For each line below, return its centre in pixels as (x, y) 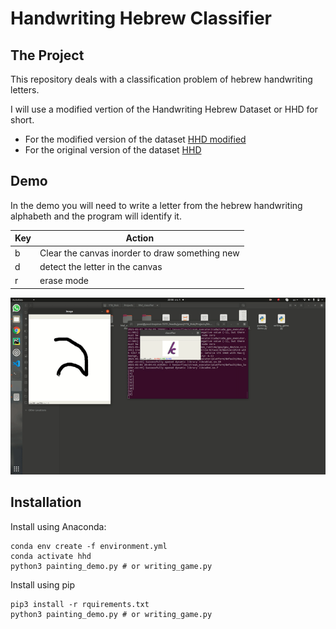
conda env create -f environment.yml (89, 546)
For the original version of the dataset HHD (113, 150)
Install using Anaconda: (58, 526)
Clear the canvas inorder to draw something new (139, 253)
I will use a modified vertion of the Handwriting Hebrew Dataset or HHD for (164, 109)
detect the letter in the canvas (101, 266)
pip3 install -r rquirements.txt (80, 604)
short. (22, 120)
